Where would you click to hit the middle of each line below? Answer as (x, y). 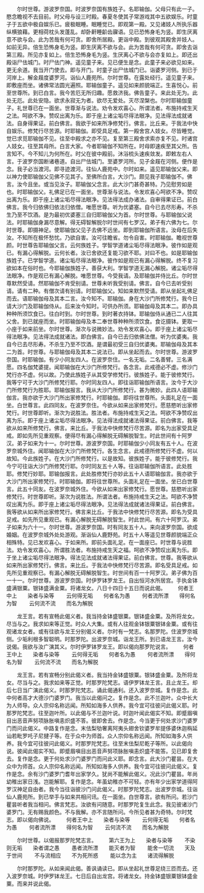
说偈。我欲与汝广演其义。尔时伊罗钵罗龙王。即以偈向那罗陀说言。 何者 (100, 647)
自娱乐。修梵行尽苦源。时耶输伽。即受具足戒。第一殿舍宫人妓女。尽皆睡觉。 (102, 131)
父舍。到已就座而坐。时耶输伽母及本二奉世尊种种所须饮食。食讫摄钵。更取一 (102, 321)
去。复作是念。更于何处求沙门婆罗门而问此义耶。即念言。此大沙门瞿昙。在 (99, 759)
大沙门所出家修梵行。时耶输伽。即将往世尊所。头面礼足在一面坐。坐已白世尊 (102, 481)
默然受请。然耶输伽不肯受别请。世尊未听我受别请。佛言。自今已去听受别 (102, 283)
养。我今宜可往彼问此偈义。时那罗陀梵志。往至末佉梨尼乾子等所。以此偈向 (99, 743)
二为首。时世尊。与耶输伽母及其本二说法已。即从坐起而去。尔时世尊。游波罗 (102, 352)
